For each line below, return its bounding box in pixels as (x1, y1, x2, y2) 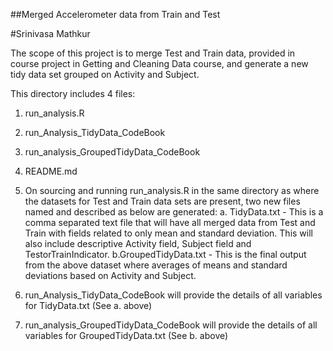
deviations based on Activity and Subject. (24, 270, 197, 281)
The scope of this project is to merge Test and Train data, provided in (10, 47, 296, 59)
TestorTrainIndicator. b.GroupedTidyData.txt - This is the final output (24, 249, 307, 260)
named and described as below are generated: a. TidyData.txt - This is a (24, 206, 324, 218)
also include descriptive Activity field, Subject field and (24, 238, 252, 249)
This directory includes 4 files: (10, 88, 136, 99)
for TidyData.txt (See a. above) (24, 300, 153, 311)
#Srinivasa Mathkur (10, 28, 91, 39)
